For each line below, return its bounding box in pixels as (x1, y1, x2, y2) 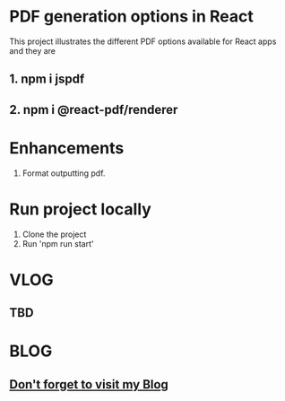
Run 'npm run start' (22, 238, 94, 248)
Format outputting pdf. (22, 168, 106, 179)
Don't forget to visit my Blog (9, 377, 168, 392)
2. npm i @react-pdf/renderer (9, 101, 178, 118)
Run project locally (9, 199, 152, 219)
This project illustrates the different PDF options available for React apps (9, 36, 277, 47)
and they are (9, 45, 56, 56)
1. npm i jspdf (9, 72, 85, 87)
